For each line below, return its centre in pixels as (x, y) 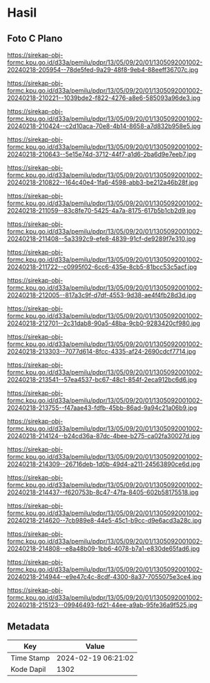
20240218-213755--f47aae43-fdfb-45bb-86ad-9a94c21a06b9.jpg (102, 408)
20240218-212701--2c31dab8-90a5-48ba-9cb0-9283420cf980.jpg (104, 323)
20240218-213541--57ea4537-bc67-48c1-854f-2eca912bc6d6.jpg (102, 380)
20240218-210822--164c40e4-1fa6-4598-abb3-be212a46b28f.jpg (103, 182)
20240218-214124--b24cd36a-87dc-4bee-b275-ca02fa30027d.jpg (104, 436)
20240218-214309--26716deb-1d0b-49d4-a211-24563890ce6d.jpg (104, 464)
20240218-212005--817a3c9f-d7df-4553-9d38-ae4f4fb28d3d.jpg (102, 295)
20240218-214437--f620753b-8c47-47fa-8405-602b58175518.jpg (103, 492)
